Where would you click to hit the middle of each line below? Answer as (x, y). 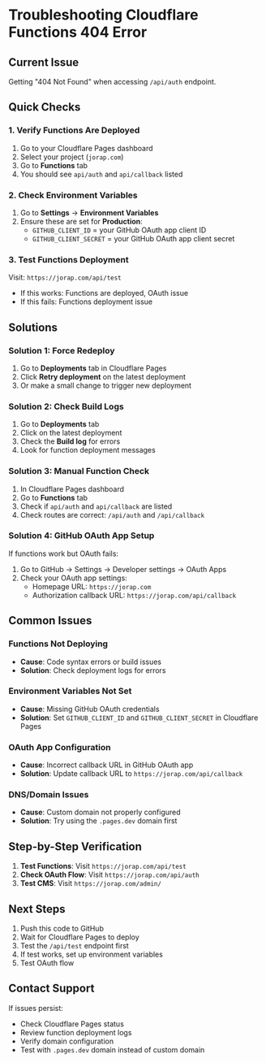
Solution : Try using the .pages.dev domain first (99, 821)
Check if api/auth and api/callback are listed (96, 506)
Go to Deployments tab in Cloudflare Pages (93, 368)
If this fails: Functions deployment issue (86, 302)
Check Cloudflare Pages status (72, 1024)
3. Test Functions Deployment (69, 259)
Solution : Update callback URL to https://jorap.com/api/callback (131, 774)
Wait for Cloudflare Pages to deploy (79, 937)
